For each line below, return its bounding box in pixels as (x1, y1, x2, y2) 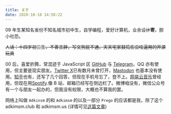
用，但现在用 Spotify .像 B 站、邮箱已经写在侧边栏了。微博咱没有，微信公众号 (5, 80, 165, 86)
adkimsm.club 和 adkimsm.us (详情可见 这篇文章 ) (5, 103, 107, 109)
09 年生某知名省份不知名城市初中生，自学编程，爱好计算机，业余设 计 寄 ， (5, 26, 159, 33)
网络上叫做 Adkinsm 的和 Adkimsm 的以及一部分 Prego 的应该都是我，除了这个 (5, 97, 163, 103)
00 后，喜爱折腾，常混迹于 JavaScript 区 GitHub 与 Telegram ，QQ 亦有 (5, 61, 155, 67)
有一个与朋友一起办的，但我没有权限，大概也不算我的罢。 (5, 86, 126, 92)
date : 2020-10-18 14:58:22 (5, 12, 63, 17)
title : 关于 (5, 7, 29, 13)
